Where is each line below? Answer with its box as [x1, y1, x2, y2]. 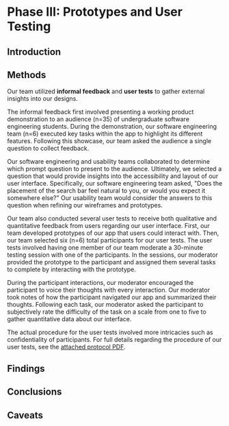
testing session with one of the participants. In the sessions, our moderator [7, 251, 219, 259]
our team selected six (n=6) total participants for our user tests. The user [7, 236, 213, 245]
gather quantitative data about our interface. [7, 315, 132, 323]
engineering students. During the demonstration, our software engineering [7, 123, 217, 131]
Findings [7, 362, 46, 374]
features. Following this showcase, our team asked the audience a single [7, 137, 212, 145]
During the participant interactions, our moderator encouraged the [7, 279, 194, 287]
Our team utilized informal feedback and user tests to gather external [7, 87, 205, 96]
